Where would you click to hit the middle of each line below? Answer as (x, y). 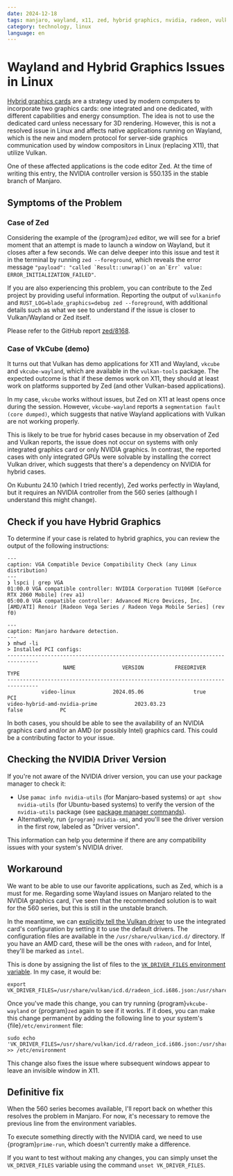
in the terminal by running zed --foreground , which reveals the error (104, 259)
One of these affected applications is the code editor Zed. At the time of (110, 166)
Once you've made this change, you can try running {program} (97, 1003)
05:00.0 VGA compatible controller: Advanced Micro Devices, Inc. (105, 600)
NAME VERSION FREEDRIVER (135, 667)
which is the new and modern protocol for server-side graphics (98, 138)
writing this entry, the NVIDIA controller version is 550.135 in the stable (108, 173)
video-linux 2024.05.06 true (124, 692)
